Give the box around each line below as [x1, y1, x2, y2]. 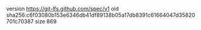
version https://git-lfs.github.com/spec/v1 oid [6, 5, 119, 12]
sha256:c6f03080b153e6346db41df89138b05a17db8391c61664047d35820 [6, 11, 196, 19]
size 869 [35, 18, 57, 25]
